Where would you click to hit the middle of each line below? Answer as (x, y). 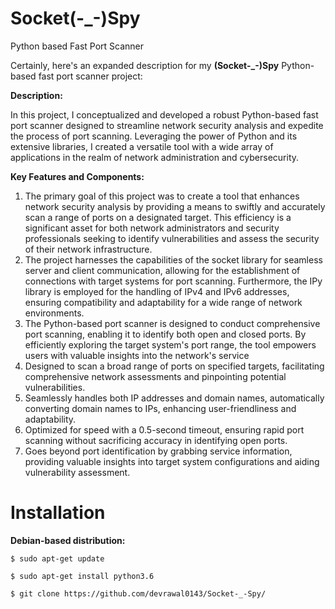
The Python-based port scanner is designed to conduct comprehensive (172, 323)
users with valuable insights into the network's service (137, 355)
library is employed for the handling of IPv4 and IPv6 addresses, (157, 291)
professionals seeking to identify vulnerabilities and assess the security (172, 238)
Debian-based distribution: (68, 540)
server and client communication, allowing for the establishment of (162, 270)
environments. (54, 313)
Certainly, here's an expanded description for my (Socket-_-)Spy (145, 65)
